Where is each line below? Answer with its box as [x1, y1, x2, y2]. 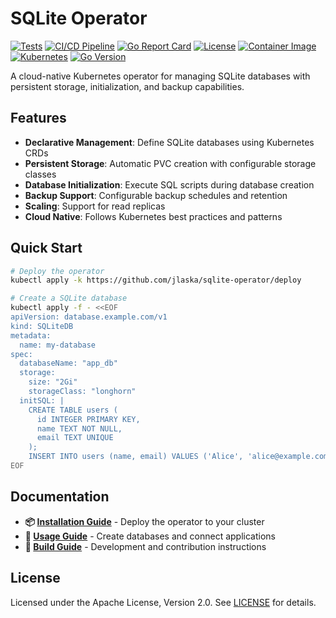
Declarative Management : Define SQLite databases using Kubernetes [24, 136, 315, 148]
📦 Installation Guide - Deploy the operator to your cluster [24, 515, 265, 527]
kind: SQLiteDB [10, 321, 74, 331]
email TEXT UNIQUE [36, 433, 114, 443]
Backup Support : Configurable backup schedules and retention [24, 189, 288, 201]
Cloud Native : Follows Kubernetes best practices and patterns [24, 210, 283, 222]
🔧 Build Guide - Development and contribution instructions [24, 540, 267, 552]
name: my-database [19, 340, 97, 350]
